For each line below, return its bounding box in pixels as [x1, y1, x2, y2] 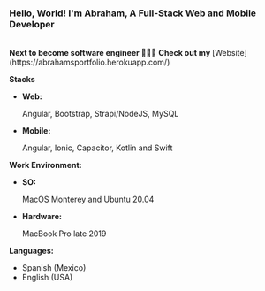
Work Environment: [9, 160, 82, 171]
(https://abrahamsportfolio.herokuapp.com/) [9, 57, 170, 68]
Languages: [9, 246, 55, 257]
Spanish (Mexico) [21, 263, 87, 273]
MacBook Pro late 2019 [21, 228, 107, 239]
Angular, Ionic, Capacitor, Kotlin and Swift [21, 142, 173, 153]
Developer [9, 18, 55, 30]
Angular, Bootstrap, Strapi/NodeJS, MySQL [21, 109, 179, 119]
